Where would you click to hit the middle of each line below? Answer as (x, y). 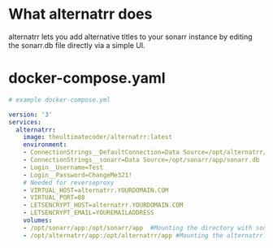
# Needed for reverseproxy (69, 183)
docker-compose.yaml (87, 78)
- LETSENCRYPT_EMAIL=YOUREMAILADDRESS (89, 213)
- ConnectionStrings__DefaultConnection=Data (102, 152)
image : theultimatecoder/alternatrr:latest (98, 137)
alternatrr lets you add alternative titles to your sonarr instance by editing (131, 37)
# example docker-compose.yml (60, 100)
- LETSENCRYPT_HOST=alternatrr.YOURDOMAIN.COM (103, 205)
